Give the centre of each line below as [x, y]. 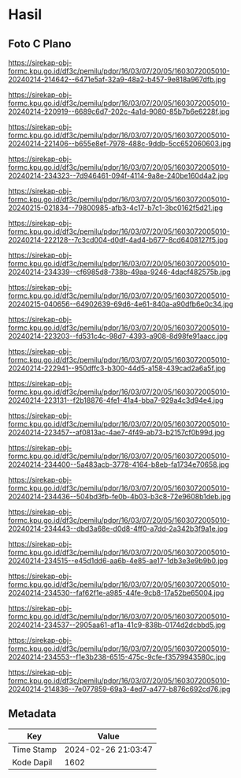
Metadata [32, 714]
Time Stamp [35, 750]
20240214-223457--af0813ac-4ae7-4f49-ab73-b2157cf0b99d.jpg [117, 432]
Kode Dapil [32, 762]
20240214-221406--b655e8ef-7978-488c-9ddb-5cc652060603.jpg [120, 143]
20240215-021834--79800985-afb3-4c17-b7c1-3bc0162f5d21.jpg [115, 208]
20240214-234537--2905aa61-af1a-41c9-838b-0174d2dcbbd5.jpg [117, 625]
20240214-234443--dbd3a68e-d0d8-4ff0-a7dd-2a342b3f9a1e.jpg [118, 528]
